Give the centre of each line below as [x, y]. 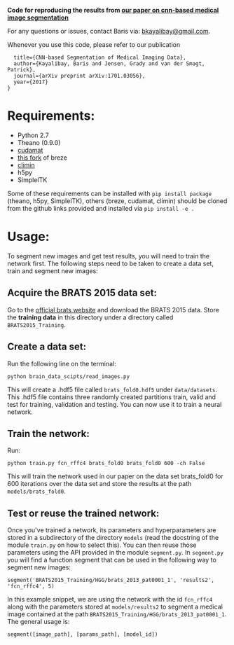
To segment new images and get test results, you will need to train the [109, 256]
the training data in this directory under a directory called [90, 317]
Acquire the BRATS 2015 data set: [82, 293]
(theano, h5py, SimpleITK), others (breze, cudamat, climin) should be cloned [117, 201]
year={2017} [31, 82]
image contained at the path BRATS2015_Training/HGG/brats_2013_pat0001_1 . [117, 614]
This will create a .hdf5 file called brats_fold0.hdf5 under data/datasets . [112, 389]
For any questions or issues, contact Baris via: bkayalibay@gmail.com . [109, 31]
